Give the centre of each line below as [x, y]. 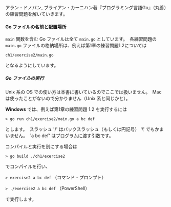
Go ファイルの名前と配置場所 [36, 27]
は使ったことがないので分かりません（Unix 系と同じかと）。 [68, 99]
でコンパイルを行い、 [28, 166]
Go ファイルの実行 [25, 78]
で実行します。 [21, 199]
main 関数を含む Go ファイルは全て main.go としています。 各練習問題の [81, 39]
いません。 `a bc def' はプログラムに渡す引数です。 [59, 136]
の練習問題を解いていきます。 [37, 14]
